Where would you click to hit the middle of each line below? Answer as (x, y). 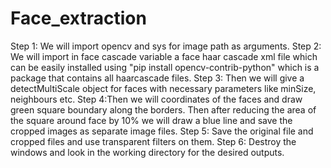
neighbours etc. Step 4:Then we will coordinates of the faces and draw (156, 99)
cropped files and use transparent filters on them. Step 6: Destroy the (153, 141)
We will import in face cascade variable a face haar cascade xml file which (164, 56)
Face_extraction (78, 18)
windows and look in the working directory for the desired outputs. (147, 152)
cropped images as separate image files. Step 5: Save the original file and (162, 131)
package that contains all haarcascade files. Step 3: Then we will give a (157, 78)
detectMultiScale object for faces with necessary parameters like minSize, (163, 88)
